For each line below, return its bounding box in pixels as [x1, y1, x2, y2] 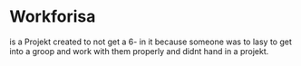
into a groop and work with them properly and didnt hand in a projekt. [9, 45, 269, 56]
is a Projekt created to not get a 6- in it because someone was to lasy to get [9, 36, 292, 47]
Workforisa [9, 6, 96, 27]
